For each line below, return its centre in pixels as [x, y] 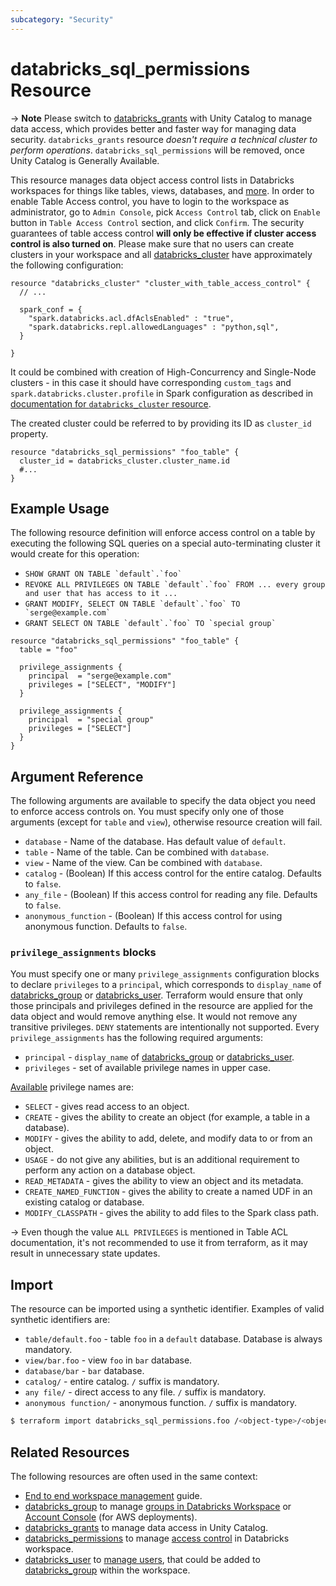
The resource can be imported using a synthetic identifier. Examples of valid [167, 1309]
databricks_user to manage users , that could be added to [142, 1559]
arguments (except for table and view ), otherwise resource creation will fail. [166, 822]
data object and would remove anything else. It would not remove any [154, 1017]
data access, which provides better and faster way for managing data [153, 128]
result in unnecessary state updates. [85, 1253]
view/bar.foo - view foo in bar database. [108, 1360]
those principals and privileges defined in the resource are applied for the [162, 1006]
